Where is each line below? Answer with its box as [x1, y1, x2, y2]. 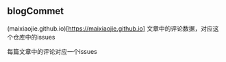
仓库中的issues [12, 33, 55, 41]
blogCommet [7, 5, 64, 17]
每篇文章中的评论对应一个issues [7, 47, 97, 55]
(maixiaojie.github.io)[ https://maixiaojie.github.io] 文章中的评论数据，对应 [7, 24, 214, 33]
